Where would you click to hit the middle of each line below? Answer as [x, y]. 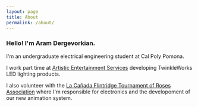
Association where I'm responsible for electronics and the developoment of [98, 92]
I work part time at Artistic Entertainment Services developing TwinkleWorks [99, 67]
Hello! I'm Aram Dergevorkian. [51, 43]
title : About [22, 17]
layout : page [22, 12]
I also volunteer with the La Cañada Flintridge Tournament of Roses [89, 85]
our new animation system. [39, 98]
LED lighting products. [33, 74]
